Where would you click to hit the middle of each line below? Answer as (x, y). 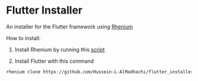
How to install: (24, 38)
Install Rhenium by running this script (60, 49)
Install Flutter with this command (54, 61)
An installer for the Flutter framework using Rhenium (70, 27)
